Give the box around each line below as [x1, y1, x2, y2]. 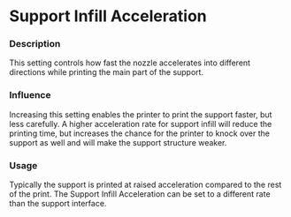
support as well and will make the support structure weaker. [9, 137, 227, 147]
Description [9, 38, 61, 50]
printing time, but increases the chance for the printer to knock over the [9, 128, 270, 138]
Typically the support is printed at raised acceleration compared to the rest [9, 179, 282, 191]
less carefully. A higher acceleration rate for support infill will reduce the [9, 118, 272, 129]
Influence [9, 89, 51, 101]
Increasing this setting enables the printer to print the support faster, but [9, 108, 272, 120]
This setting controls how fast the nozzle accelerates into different [9, 57, 250, 68]
